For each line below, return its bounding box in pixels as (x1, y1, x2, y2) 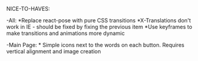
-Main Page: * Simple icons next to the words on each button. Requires (6, 42, 185, 48)
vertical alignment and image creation (6, 48, 101, 55)
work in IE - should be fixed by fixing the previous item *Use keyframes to (6, 24, 193, 30)
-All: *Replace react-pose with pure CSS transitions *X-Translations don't (6, 17, 191, 24)
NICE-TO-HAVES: (6, 5, 51, 12)
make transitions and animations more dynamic (6, 30, 125, 37)
